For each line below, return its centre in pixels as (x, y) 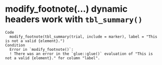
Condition (15, 45)
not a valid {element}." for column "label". (52, 58)
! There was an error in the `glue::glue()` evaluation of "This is (81, 54)
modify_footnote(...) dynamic (66, 9)
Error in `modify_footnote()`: (42, 49)
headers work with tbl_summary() (74, 19)
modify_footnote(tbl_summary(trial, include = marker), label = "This (83, 37)
